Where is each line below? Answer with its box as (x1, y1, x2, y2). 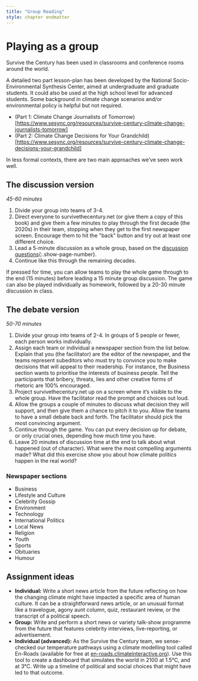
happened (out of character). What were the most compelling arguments (14, 445, 192, 452)
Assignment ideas (6, 572, 75, 582)
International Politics (14, 517, 65, 524)
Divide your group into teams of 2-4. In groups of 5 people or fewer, (14, 332, 180, 339)
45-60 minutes (6, 196, 43, 203)
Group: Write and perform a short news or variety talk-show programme (14, 619, 191, 626)
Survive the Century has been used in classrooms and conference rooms (6, 59, 184, 66)
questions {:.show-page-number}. (14, 251, 97, 258)
